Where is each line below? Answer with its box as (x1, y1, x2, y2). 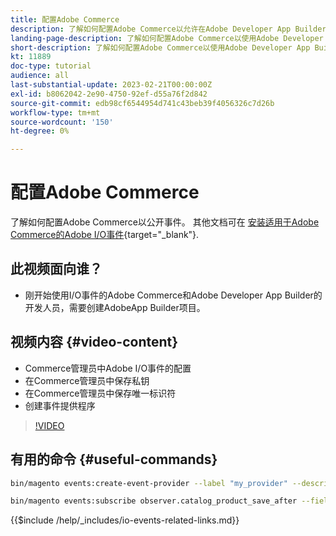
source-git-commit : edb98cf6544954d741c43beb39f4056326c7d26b (10, 98, 275, 108)
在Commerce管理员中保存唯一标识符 (24, 387, 177, 399)
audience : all (10, 71, 70, 81)
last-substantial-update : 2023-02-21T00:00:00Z (10, 80, 213, 90)
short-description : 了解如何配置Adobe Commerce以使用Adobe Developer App (10, 42, 311, 53)
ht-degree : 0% (10, 126, 70, 136)
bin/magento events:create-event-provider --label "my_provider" (10, 478, 288, 488)
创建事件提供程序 (24, 399, 96, 411)
